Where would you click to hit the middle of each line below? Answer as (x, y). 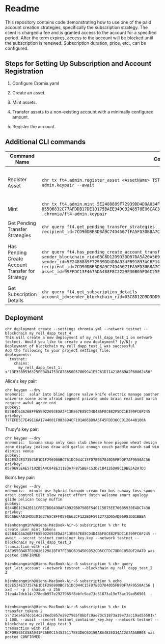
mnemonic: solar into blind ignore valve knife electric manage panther (82, 394)
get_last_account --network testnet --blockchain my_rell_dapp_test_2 (79, 568)
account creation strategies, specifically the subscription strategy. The (77, 27)
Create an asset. (29, 93)
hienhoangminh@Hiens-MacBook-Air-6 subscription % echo (63, 581)
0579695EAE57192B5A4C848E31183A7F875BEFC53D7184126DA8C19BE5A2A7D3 (76, 469)
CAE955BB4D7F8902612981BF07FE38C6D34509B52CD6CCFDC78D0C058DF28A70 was (80, 551)
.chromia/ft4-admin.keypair (74, 214)
